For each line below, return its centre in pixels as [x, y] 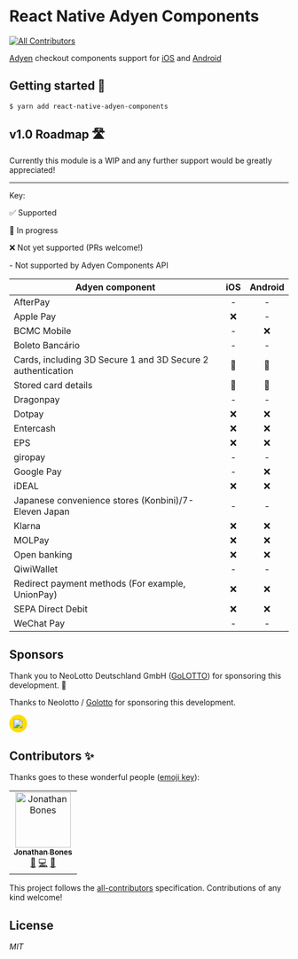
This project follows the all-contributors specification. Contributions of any [145, 888]
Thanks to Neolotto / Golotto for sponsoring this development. [123, 703]
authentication [43, 370]
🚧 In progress [34, 230]
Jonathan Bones [43, 852]
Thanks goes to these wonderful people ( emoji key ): [105, 777]
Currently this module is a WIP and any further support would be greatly [141, 160]
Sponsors [36, 655]
